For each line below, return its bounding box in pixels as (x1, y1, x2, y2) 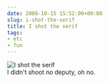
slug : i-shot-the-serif (7, 16, 75, 23)
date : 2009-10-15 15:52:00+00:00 (7, 10, 103, 17)
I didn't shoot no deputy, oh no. (7, 68, 96, 76)
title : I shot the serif (7, 23, 78, 29)
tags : (7, 29, 23, 36)
